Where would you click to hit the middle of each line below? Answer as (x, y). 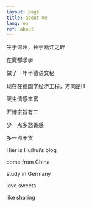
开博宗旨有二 (22, 112)
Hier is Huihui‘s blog (31, 150)
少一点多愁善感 (25, 125)
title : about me (27, 18)
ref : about (20, 29)
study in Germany (29, 174)
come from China (28, 162)
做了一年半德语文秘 (30, 73)
